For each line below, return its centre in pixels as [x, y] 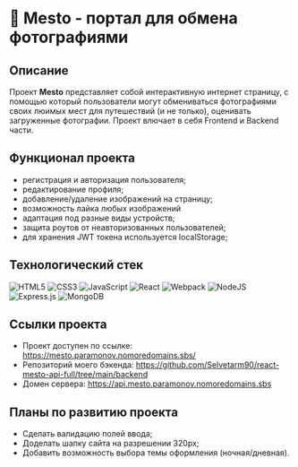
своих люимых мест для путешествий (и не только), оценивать [131, 111]
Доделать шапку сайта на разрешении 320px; [111, 444]
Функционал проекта [72, 158]
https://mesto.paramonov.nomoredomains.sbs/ [109, 355]
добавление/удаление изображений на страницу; [117, 199]
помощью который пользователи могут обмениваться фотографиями [143, 101]
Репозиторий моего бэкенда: [78, 365]
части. [21, 130]
